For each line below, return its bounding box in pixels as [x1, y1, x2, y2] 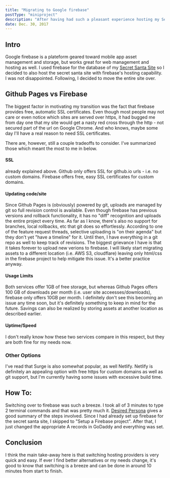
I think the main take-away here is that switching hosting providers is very [5, 452, 159, 458]
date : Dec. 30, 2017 [5, 21, 49, 27]
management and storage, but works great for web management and [5, 59, 149, 65]
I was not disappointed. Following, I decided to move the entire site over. [5, 75, 156, 82]
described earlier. [5, 311, 42, 317]
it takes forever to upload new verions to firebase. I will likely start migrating [5, 245, 163, 251]
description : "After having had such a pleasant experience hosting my [5, 17, 159, 22]
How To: [5, 388, 32, 397]
